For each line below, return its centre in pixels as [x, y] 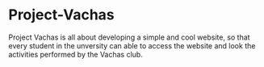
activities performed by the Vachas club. [75, 54]
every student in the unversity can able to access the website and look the [132, 45]
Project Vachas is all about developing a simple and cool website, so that [129, 37]
